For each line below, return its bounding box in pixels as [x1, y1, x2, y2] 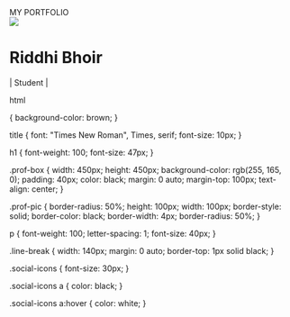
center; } [31, 183, 64, 195]
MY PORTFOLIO [9, 7, 69, 17]
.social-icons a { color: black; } [9, 280, 123, 291]
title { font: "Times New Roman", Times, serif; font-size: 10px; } [9, 129, 242, 140]
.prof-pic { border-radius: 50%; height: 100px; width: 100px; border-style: [9, 201, 282, 212]
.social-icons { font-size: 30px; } [9, 263, 130, 274]
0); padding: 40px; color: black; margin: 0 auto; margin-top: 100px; [9, 174, 258, 185]
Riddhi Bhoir [9, 48, 104, 68]
